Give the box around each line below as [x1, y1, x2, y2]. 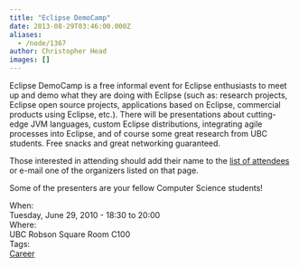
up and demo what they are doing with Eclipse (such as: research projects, [9, 90, 288, 100]
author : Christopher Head [9, 47, 107, 56]
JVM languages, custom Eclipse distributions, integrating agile [30, 119, 263, 129]
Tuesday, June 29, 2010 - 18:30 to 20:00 [9, 210, 161, 220]
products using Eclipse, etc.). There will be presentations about [9, 110, 246, 119]
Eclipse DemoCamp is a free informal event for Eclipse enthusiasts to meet [9, 81, 287, 91]
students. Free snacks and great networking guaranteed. [9, 138, 221, 148]
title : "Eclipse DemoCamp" [9, 13, 111, 23]
